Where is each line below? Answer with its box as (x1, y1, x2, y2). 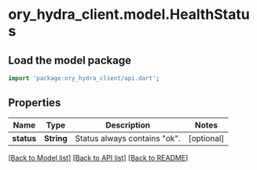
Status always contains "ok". (75, 132, 181, 143)
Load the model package (8, 54, 132, 67)
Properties (8, 96, 61, 109)
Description (105, 120, 151, 131)
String (43, 132, 68, 143)
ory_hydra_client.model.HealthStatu (8, 6, 250, 24)
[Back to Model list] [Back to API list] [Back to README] (8, 153, 189, 162)
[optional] (188, 132, 225, 143)
